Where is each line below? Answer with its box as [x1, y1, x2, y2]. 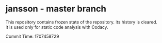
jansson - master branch [5, 3, 107, 14]
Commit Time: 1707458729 [5, 33, 60, 39]
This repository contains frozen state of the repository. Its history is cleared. [5, 19, 157, 25]
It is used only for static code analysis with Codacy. [5, 24, 108, 30]
